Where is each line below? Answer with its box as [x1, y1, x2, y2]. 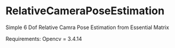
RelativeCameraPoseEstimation [5, 4, 165, 18]
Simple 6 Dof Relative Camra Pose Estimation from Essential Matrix [5, 24, 170, 31]
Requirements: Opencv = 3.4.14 [5, 35, 82, 42]
